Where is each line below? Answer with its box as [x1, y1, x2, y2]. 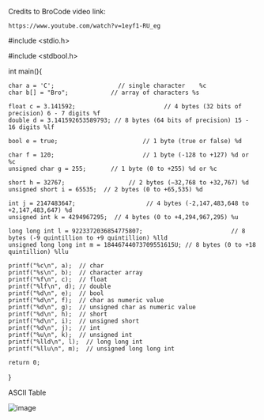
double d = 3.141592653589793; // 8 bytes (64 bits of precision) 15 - [8, 116, 249, 124]
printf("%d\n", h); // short [8, 310, 108, 318]
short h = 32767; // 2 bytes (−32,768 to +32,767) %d [8, 179, 249, 187]
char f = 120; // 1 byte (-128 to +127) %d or [8, 151, 249, 159]
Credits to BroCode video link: [8, 7, 106, 16]
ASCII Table [8, 388, 47, 397]
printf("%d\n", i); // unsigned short [8, 317, 140, 325]
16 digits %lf [8, 123, 55, 131]
